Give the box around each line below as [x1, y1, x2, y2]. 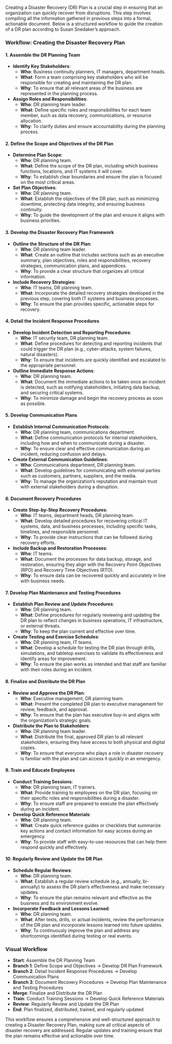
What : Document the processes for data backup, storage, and [20, 556, 152, 562]
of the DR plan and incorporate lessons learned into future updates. [20, 922, 163, 928]
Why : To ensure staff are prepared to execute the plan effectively [20, 800, 159, 807]
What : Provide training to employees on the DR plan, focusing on [20, 789, 158, 796]
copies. [20, 744, 36, 750]
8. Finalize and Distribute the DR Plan [5, 678, 85, 684]
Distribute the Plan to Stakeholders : [12, 722, 91, 729]
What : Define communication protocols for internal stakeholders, [20, 434, 158, 441]
